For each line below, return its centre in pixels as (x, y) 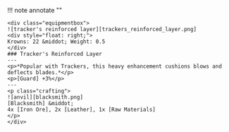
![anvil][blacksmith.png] (45, 97)
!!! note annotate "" (35, 10)
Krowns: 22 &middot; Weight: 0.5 (56, 42)
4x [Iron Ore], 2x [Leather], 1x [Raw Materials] (82, 109)
